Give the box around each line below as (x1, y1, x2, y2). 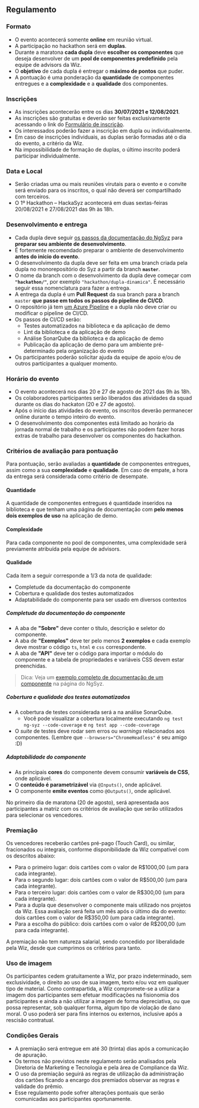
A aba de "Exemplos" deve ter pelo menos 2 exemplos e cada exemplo (14, 637, 191, 644)
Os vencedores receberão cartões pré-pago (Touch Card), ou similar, (6, 839, 176, 846)
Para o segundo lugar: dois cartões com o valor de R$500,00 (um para (14, 876, 188, 883)
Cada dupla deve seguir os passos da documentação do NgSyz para (14, 234, 183, 241)
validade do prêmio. (14, 1083, 64, 1090)
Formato (6, 23, 31, 31)
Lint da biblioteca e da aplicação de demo (23, 328, 126, 335)
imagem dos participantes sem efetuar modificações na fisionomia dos (6, 991, 179, 998)
